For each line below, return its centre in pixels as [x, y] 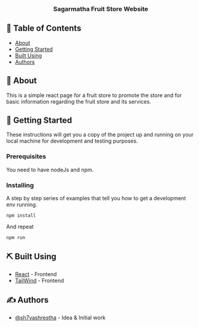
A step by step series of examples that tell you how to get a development [96, 198]
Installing [20, 185]
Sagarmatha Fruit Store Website [101, 9]
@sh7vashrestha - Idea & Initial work [60, 317]
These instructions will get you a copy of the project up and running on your [100, 135]
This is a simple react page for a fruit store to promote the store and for [94, 95]
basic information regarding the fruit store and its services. [79, 101]
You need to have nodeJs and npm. [50, 169]
